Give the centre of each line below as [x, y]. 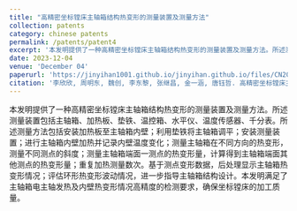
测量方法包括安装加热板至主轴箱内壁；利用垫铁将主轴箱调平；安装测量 [144, 131]
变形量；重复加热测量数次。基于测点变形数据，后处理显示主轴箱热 [168, 164]
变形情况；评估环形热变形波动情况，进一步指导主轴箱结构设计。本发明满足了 [148, 175]
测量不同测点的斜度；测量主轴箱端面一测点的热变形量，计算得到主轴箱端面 [145, 153]
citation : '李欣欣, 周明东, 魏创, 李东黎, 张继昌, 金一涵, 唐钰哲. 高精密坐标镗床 [148, 83]
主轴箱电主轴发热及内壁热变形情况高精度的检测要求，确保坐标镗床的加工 [141, 186]
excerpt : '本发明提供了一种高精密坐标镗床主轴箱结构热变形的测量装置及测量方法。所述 [147, 50]
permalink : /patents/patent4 [63, 42]
